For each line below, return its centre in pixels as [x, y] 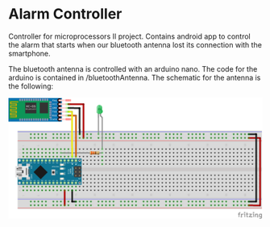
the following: [31, 86]
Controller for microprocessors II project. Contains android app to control [130, 36]
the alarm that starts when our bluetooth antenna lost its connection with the [135, 44]
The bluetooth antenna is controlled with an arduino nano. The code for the [133, 68]
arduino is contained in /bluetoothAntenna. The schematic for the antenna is [135, 77]
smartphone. [29, 53]
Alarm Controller [65, 14]
